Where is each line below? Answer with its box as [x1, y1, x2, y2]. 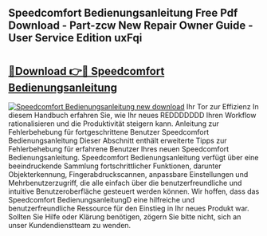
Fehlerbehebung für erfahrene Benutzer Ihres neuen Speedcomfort [8, 144, 230, 154]
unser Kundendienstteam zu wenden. [8, 221, 132, 230]
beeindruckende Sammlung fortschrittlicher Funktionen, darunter [8, 161, 222, 171]
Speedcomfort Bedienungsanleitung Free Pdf [8, 6, 238, 20]
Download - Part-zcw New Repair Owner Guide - [8, 19, 253, 33]
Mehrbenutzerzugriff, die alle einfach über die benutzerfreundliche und [8, 179, 242, 187]
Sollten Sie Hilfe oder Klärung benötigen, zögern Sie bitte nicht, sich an [8, 212, 241, 222]
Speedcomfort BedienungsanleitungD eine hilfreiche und [8, 195, 195, 204]
